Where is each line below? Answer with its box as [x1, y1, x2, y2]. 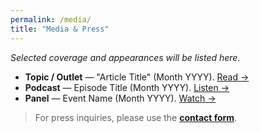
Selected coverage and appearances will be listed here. [10, 51, 241, 63]
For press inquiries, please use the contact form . [34, 111, 238, 123]
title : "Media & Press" [10, 24, 110, 34]
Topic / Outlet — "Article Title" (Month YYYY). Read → [24, 71, 250, 83]
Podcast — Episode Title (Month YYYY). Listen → [24, 81, 230, 93]
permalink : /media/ [10, 14, 92, 25]
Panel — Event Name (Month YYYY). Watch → [24, 92, 217, 104]
